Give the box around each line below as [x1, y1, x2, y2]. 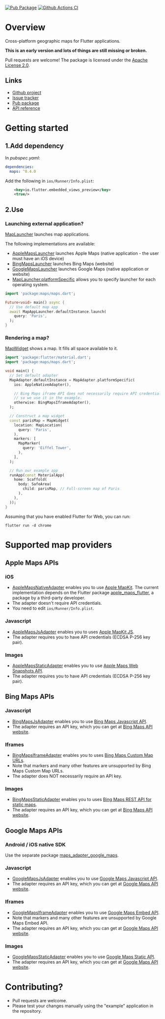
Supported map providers [5, 539, 112, 550]
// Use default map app [9, 304, 58, 309]
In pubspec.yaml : [5, 155, 40, 161]
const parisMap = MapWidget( [9, 418, 69, 423]
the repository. [12, 1008, 42, 1014]
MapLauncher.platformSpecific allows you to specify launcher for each [12, 276, 156, 282]
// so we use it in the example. [14, 396, 82, 401]
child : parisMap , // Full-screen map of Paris [23, 486, 120, 491]
